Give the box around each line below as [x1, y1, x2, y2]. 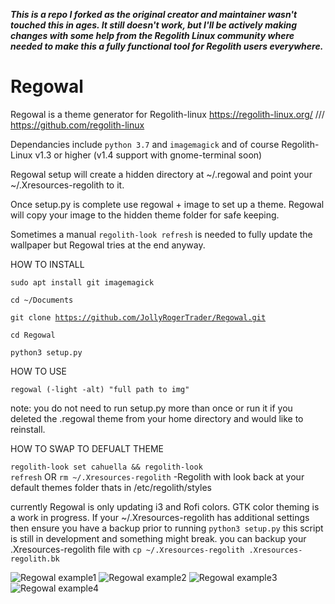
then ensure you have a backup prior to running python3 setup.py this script [10, 522, 324, 534]
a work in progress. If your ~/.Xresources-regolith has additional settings [10, 511, 310, 523]
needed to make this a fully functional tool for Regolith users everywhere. [10, 40, 324, 52]
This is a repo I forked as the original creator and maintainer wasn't [10, 9, 298, 20]
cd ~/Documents [10, 295, 74, 305]
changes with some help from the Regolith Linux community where [10, 30, 295, 41]
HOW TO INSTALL [10, 258, 85, 270]
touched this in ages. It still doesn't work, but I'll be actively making [10, 19, 298, 31]
